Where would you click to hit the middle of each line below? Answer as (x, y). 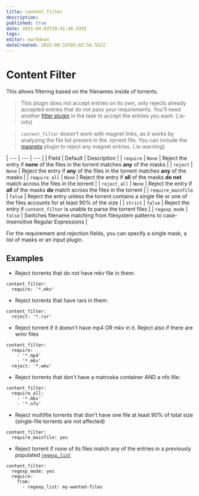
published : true (26, 23)
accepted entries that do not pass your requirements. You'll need (101, 109)
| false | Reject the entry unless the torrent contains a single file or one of (97, 196)
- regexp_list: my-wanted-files (62, 487)
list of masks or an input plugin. (45, 240)
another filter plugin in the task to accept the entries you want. (97, 116)
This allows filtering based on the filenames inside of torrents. (82, 91)
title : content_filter (34, 12)
